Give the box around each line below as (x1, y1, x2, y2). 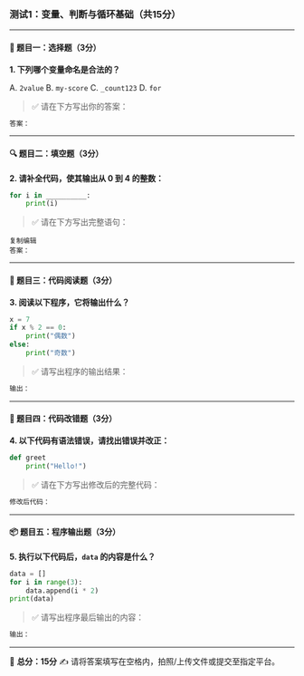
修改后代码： (9, 497, 51, 507)
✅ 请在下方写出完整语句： (31, 217, 128, 227)
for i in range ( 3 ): (9, 577, 83, 586)
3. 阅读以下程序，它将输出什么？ (9, 296, 130, 307)
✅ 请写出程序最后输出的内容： (31, 612, 145, 623)
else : (9, 340, 30, 350)
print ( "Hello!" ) (25, 461, 88, 470)
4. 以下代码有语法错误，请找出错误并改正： (9, 435, 170, 446)
